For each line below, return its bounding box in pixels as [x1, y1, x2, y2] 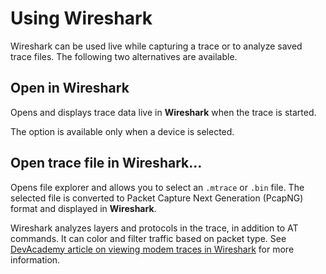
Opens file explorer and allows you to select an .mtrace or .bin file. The [10, 181, 305, 193]
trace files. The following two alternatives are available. [10, 50, 238, 62]
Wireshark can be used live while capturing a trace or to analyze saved [10, 40, 303, 52]
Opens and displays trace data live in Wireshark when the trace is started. [10, 106, 317, 118]
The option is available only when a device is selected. [10, 125, 235, 137]
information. [10, 253, 61, 266]
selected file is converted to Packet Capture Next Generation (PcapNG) [10, 192, 304, 204]
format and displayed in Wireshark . [10, 202, 157, 214]
